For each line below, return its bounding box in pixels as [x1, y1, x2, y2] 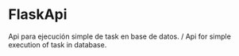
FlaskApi [8, 6, 67, 24]
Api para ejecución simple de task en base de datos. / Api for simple [8, 32, 232, 41]
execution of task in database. [8, 39, 107, 49]
